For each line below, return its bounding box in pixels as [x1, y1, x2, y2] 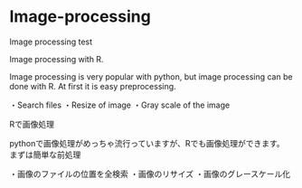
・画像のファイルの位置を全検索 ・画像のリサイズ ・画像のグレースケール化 [9, 168, 291, 179]
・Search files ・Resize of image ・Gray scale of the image [9, 99, 231, 110]
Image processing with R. [9, 53, 104, 64]
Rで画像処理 [9, 118, 55, 129]
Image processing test [9, 36, 93, 47]
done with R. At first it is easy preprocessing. [9, 80, 176, 91]
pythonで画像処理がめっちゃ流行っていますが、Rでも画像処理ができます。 [9, 137, 285, 148]
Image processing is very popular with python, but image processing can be [9, 70, 293, 82]
